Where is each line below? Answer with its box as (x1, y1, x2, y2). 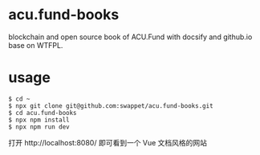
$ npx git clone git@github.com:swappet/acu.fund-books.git (8, 101, 214, 109)
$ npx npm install (8, 116, 70, 124)
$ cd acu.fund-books (8, 109, 78, 117)
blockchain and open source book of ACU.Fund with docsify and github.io (8, 32, 253, 42)
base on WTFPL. (8, 40, 63, 50)
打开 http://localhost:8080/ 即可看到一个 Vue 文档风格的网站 (8, 137, 207, 147)
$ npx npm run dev (8, 122, 70, 131)
